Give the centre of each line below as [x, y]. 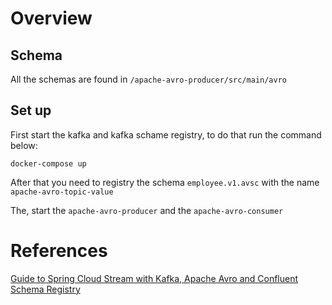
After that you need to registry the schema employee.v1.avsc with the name [165, 182]
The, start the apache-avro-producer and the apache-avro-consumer [147, 210]
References [59, 251]
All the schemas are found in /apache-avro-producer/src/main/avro [149, 79]
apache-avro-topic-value [62, 192]
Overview [51, 18]
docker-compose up [48, 163]
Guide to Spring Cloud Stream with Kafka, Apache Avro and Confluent [154, 278]
